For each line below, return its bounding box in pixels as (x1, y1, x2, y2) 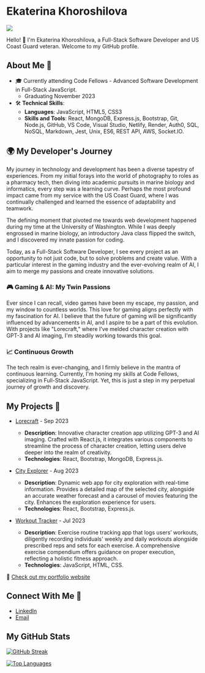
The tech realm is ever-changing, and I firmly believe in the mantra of (6, 363, 181, 371)
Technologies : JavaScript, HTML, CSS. (24, 561, 124, 568)
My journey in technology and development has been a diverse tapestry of (6, 165, 195, 173)
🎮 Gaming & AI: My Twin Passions (6, 283, 111, 292)
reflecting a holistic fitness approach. (24, 555, 118, 562)
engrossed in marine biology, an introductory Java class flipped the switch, (6, 229, 196, 237)
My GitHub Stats (6, 631, 70, 642)
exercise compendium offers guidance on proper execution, (24, 548, 176, 555)
